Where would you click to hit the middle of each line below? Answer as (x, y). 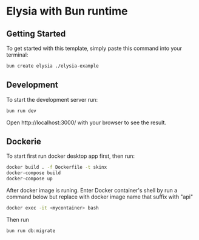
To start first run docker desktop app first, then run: (71, 156)
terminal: (17, 55)
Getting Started (36, 34)
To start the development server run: (52, 99)
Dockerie (24, 141)
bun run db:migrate (31, 231)
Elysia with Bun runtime (67, 11)
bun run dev (21, 111)
